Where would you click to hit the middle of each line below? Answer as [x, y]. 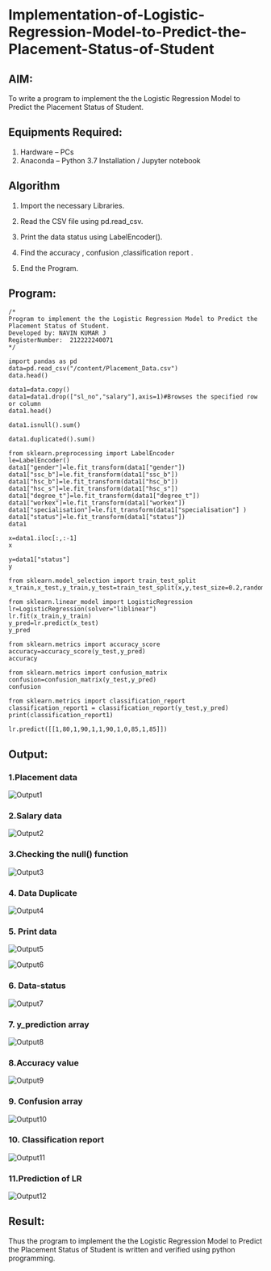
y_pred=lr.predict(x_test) [54, 623]
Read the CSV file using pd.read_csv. [81, 221]
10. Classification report [56, 1140]
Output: [28, 754]
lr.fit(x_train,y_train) [50, 616]
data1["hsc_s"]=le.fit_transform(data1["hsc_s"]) [94, 489]
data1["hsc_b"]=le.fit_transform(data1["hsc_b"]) [94, 482]
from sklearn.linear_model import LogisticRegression [101, 602]
